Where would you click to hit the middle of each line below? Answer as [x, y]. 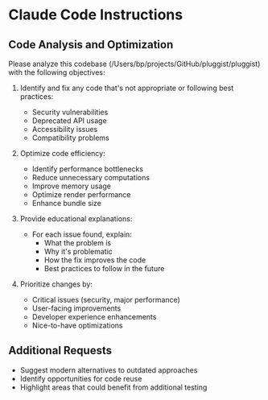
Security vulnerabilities [70, 112]
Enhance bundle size [67, 203]
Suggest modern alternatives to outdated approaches [109, 370]
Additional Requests [60, 351]
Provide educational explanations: [76, 219]
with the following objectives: [57, 72]
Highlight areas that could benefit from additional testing [113, 387]
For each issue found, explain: [82, 234]
